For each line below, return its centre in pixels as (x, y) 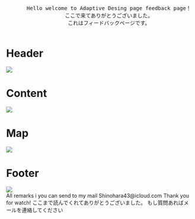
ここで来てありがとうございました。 (109, 16)
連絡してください (42, 210)
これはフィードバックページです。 (109, 23)
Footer (23, 173)
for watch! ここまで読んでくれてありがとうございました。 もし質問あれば (95, 202)
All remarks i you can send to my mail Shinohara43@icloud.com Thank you (98, 195)
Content (27, 93)
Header (25, 53)
